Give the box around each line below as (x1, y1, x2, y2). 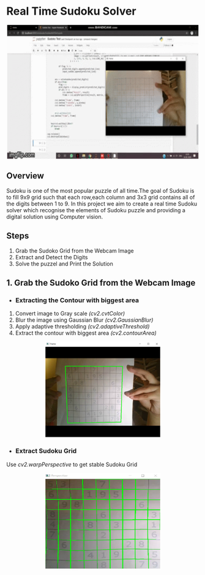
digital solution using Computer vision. (6, 213, 103, 220)
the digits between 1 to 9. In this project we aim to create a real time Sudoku (6, 200, 198, 207)
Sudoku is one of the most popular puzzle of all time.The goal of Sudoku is (6, 187, 195, 194)
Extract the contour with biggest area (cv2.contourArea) (15, 329, 157, 337)
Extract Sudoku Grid (15, 447, 77, 455)
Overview (6, 171, 45, 181)
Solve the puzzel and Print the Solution (15, 260, 113, 267)
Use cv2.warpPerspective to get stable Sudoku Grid (6, 461, 138, 468)
